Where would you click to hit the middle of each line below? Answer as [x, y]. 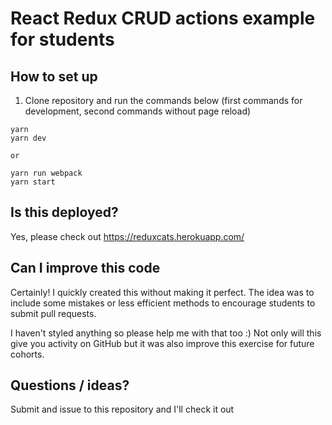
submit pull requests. [53, 313]
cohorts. [27, 354]
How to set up [54, 76]
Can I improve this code [85, 268]
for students [62, 39]
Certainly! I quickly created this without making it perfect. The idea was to [162, 292]
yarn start [33, 182]
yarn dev [28, 138]
